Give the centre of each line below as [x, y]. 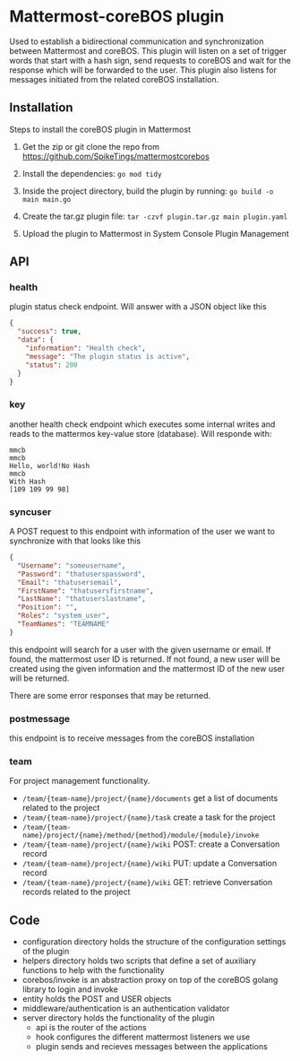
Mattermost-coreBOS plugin [117, 17]
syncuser [30, 511]
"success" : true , [50, 332]
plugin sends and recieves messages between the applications [152, 1047]
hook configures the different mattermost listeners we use [143, 1037]
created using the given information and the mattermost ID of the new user [147, 668]
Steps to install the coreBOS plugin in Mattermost [100, 129]
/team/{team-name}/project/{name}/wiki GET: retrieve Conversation [147, 883]
